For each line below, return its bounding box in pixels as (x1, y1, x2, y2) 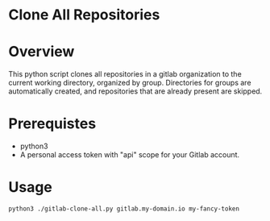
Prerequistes (8, 115, 97, 133)
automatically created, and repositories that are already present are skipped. (8, 86, 263, 96)
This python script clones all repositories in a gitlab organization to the (8, 69, 242, 79)
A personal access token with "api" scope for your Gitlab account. (19, 150, 240, 160)
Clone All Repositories (8, 6, 160, 24)
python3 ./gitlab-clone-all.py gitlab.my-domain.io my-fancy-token (8, 205, 240, 213)
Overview (8, 43, 75, 61)
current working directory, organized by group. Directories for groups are (8, 78, 251, 88)
